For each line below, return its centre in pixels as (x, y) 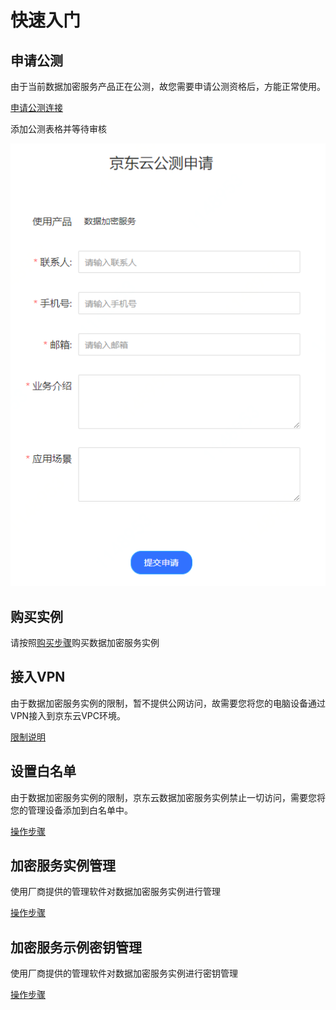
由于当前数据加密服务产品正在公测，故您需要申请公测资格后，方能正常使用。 (168, 86)
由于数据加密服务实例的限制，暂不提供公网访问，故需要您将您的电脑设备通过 (168, 703)
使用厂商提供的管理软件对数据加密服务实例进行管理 (115, 892)
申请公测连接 (36, 107)
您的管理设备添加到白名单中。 (71, 810)
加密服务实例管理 (63, 865)
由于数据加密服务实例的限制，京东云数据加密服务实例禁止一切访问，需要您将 (168, 797)
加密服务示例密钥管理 (76, 947)
